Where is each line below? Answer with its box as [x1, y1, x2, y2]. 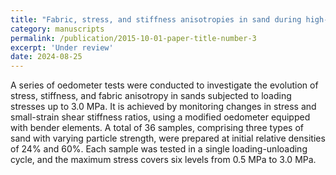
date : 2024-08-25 [10, 52, 83, 62]
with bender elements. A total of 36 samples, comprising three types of [10, 122, 304, 134]
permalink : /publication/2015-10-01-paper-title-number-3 [10, 33, 257, 43]
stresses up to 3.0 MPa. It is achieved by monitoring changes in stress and [10, 101, 317, 113]
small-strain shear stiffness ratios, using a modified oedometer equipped [10, 111, 311, 123]
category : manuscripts [10, 24, 105, 34]
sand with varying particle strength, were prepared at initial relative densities [10, 132, 326, 145]
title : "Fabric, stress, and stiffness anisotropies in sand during [10, 14, 302, 25]
